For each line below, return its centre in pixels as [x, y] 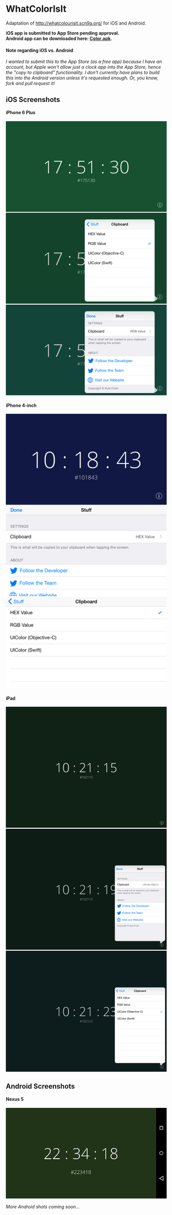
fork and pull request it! [30, 83]
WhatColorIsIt [36, 9]
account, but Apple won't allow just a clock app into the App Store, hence [83, 67]
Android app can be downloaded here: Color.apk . [59, 38]
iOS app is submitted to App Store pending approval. [63, 33]
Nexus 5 [15, 1099]
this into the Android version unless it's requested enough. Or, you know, [82, 78]
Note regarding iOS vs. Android [40, 50]
